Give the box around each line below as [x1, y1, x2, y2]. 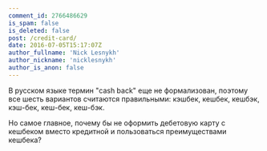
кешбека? [8, 135, 42, 145]
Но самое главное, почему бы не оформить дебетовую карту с [8, 117, 226, 128]
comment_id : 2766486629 [8, 11, 88, 20]
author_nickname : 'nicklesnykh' [8, 57, 116, 65]
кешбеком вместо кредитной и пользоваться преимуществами [8, 126, 227, 136]
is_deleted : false [8, 26, 70, 34]
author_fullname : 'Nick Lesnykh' [8, 49, 120, 57]
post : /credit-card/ [8, 34, 78, 42]
